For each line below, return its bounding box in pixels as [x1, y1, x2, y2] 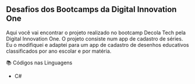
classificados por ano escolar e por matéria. [6, 48, 112, 54]
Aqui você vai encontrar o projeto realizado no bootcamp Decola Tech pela [6, 29, 186, 36]
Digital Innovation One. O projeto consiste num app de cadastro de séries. [6, 35, 183, 42]
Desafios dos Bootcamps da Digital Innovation [6, 5, 177, 14]
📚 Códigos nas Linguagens [6, 59, 73, 66]
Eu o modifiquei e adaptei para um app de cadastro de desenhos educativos [6, 41, 189, 48]
